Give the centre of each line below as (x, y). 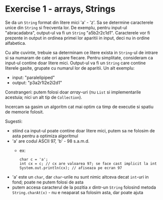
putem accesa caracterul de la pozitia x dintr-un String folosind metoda (84, 187)
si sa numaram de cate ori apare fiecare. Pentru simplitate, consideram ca (79, 57)
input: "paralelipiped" (33, 77)
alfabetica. (16, 43)
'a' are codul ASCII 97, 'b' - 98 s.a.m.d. (51, 141)
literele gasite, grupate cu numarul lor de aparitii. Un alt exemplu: (70, 68)
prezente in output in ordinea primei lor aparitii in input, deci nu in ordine (77, 38)
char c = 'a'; (34, 159)
